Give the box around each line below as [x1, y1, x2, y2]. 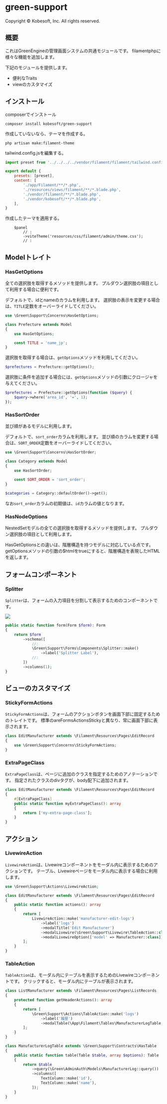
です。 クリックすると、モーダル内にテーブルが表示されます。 [9, 978, 136, 984]
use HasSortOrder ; [14, 468, 52, 473]
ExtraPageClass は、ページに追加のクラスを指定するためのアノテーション [5, 771, 154, 777]
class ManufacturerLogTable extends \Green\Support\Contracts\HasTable [5, 1043, 157, 1048]
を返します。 [5, 554, 31, 560]
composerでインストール [5, 111, 57, 117]
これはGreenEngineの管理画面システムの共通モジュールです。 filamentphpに [5, 48, 161, 54]
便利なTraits [12, 75, 37, 81]
